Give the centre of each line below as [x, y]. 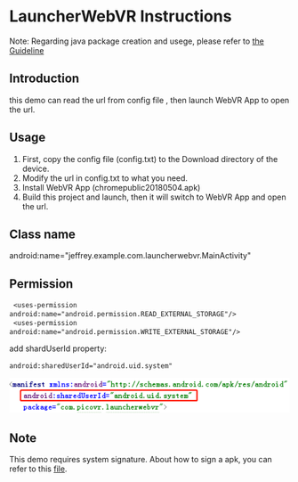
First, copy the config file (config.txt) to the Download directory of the [150, 159]
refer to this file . [38, 469]
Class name [42, 234]
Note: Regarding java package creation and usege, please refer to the [137, 41]
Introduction [44, 79]
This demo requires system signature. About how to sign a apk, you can [141, 460]
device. [36, 168]
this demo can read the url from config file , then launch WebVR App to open [149, 100]
